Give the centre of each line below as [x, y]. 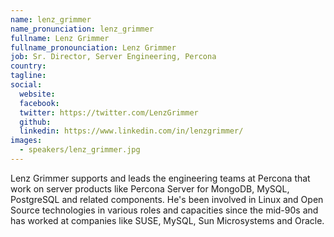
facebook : [39, 103]
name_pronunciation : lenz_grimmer [82, 29]
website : [37, 94]
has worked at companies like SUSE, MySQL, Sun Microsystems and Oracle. [167, 220]
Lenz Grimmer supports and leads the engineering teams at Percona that [160, 178]
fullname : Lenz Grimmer [60, 38]
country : [28, 66]
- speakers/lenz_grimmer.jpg [80, 150]
